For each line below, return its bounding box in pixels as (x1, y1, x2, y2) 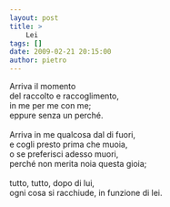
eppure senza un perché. (9, 110, 104, 120)
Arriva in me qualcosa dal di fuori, (9, 129, 136, 140)
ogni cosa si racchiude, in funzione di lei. (9, 188, 163, 198)
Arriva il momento (9, 81, 76, 91)
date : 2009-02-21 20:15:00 (9, 47, 112, 57)
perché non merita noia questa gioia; (9, 159, 147, 169)
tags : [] (9, 38, 43, 48)
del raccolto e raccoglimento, (9, 90, 120, 101)
